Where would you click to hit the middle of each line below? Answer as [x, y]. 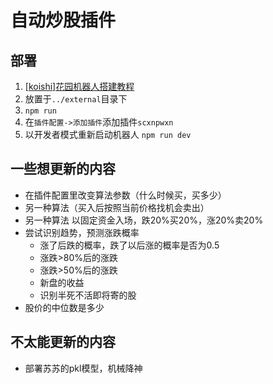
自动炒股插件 [63, 20]
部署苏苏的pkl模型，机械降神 [83, 368]
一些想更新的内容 [63, 169]
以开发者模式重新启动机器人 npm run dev [108, 134]
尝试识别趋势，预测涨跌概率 [82, 232]
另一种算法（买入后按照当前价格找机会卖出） [117, 207]
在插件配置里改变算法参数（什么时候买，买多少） [125, 195]
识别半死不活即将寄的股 [88, 295]
